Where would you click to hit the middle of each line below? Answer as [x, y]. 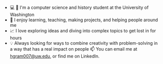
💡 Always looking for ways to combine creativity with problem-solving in [83, 43]
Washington [22, 15]
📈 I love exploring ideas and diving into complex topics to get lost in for [83, 31]
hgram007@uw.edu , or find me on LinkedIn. [55, 56]
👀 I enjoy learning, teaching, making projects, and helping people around [84, 20]
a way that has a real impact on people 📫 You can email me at [74, 49]
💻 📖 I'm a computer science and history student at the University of [79, 7]
